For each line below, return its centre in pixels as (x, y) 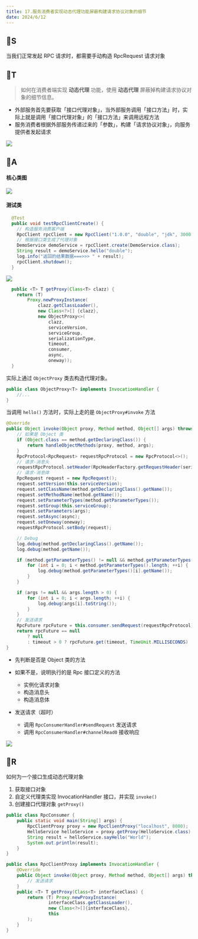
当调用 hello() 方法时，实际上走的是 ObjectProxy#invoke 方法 (81, 412)
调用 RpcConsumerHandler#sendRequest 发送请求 (80, 725)
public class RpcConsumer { (41, 816)
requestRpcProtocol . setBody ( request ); (64, 528)
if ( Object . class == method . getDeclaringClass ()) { (81, 440)
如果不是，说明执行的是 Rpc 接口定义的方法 (67, 672)
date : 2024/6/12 (26, 17)
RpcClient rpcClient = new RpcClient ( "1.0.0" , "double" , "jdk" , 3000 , (105, 234)
